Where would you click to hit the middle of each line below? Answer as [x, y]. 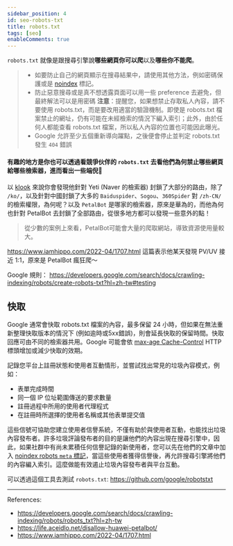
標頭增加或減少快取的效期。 [47, 351]
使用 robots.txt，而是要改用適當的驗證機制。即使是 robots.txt [128, 110]
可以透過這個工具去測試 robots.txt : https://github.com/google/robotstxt [110, 479]
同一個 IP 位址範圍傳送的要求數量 [64, 398]
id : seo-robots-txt [35, 20]
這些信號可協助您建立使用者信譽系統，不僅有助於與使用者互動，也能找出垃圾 [116, 430]
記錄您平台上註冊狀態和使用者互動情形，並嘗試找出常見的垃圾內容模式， [110, 365]
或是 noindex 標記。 [69, 83]
